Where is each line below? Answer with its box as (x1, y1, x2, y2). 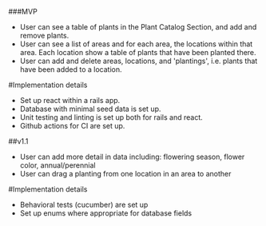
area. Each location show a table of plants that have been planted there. (19, 48, 257, 57)
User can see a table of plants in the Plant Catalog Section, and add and (19, 22, 257, 31)
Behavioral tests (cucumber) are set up (19, 200, 149, 209)
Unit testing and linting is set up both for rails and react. (19, 113, 204, 122)
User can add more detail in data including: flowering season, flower (19, 152, 245, 161)
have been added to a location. (19, 65, 122, 74)
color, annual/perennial (19, 161, 96, 170)
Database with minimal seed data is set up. (19, 104, 161, 113)
